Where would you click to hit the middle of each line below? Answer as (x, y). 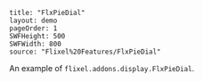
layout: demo (33, 20)
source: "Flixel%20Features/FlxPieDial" (85, 52)
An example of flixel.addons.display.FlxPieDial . (102, 68)
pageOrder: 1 (33, 29)
